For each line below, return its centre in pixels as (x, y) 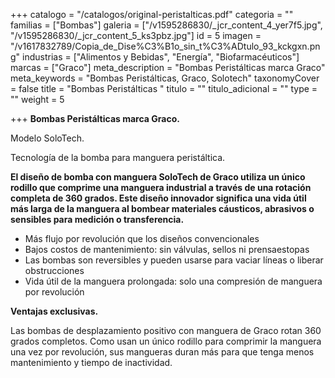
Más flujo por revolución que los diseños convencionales (142, 238)
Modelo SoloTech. (47, 138)
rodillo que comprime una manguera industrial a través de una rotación (161, 187)
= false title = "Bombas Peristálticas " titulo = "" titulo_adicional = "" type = (164, 88)
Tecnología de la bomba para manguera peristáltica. (118, 157)
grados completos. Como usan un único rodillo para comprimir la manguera (166, 341)
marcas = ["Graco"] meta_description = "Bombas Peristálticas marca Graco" (168, 67)
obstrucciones (54, 270)
